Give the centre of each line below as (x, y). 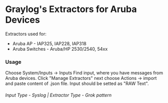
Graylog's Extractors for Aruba (71, 9)
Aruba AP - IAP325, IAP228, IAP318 (49, 43)
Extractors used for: (26, 34)
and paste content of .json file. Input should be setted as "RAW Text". (77, 83)
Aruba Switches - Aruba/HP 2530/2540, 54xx (60, 49)
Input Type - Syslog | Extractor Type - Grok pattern (59, 95)
